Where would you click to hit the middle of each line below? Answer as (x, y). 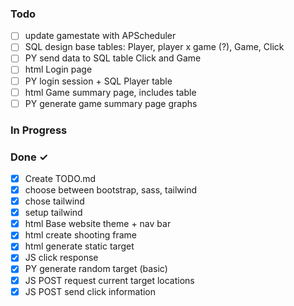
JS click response (61, 258)
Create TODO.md (60, 178)
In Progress (39, 130)
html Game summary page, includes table (110, 92)
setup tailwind (53, 213)
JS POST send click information (90, 291)
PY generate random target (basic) (96, 269)
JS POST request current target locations (109, 280)
